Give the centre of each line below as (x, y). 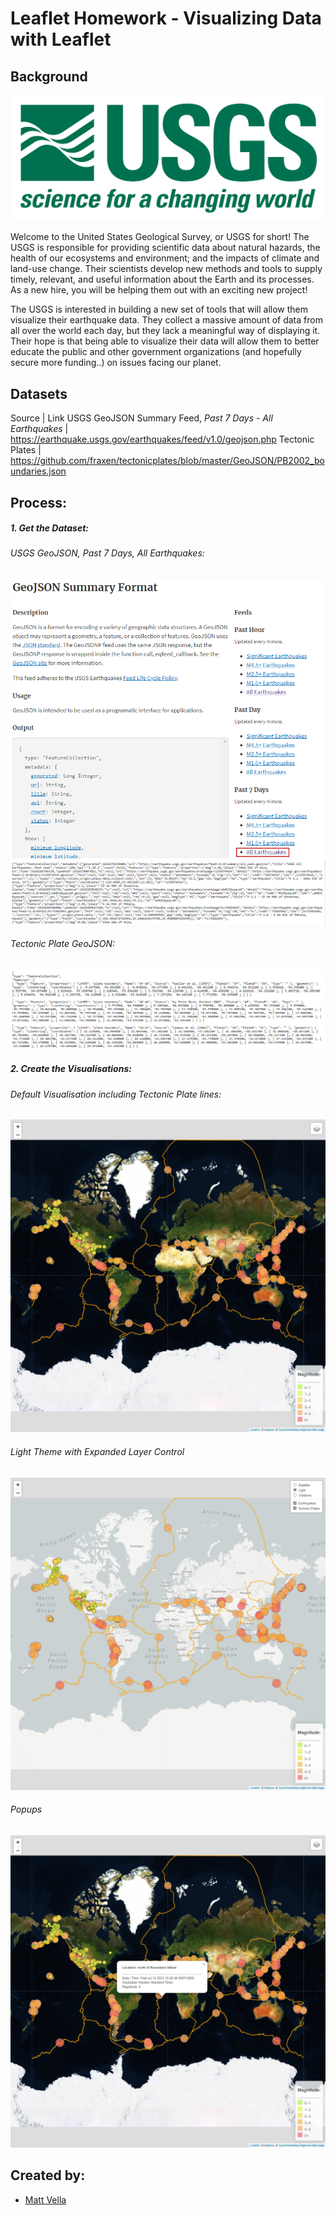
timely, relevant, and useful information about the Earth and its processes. (162, 279)
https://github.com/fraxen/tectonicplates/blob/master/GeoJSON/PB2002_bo (167, 461)
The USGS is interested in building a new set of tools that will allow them (159, 309)
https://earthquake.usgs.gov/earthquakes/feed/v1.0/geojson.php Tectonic (162, 439)
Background (49, 76)
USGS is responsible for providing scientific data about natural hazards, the (165, 248)
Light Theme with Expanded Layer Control (97, 1451)
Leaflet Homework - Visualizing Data (166, 18)
